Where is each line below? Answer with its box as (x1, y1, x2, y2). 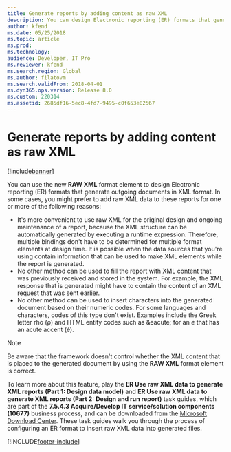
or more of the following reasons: (7, 202, 102, 210)
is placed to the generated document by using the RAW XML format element (7, 359, 224, 367)
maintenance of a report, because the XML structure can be (16, 223, 188, 231)
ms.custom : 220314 (7, 94, 60, 101)
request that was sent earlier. (16, 289, 100, 297)
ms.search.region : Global (7, 68, 81, 74)
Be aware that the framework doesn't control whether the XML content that (7, 352, 220, 360)
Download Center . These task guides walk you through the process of (7, 416, 206, 424)
